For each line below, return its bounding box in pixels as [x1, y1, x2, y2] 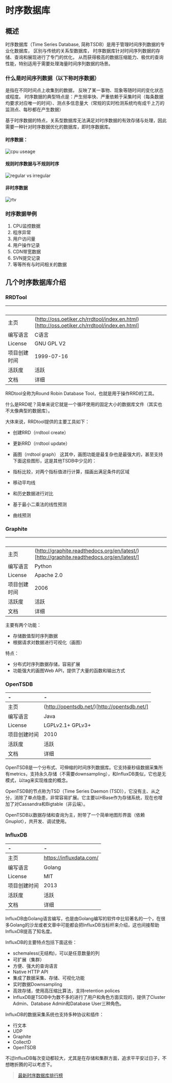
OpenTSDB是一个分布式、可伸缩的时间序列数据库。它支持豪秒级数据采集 [5, 764, 159, 770]
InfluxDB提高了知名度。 [5, 928, 55, 934]
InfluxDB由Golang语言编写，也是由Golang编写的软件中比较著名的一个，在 [5, 915, 161, 921]
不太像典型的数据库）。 [5, 408, 53, 414]
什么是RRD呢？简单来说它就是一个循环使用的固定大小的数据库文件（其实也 [5, 401, 163, 407]
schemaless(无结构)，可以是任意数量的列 [12, 950, 100, 956]
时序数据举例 [5, 210, 37, 217]
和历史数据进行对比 [12, 490, 54, 496]
